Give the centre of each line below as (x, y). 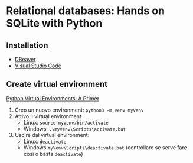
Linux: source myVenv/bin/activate (66, 122)
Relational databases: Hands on (86, 11)
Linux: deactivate (45, 141)
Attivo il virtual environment (48, 116)
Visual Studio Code (38, 66)
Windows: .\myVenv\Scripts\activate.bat (75, 129)
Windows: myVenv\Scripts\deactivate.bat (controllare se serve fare (105, 147)
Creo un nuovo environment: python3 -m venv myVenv (79, 110)
